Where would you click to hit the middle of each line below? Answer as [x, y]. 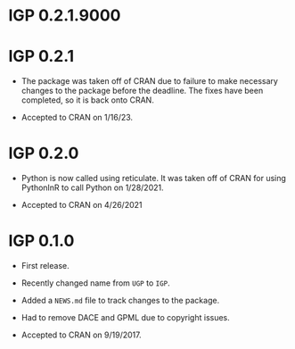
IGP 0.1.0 [41, 241]
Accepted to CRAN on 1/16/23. [77, 118]
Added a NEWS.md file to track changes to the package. [120, 300]
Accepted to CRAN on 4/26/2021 [82, 205]
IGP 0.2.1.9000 [65, 16]
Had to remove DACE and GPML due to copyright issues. [126, 317]
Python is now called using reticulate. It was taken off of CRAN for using [154, 179]
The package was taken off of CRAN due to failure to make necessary [149, 81]
